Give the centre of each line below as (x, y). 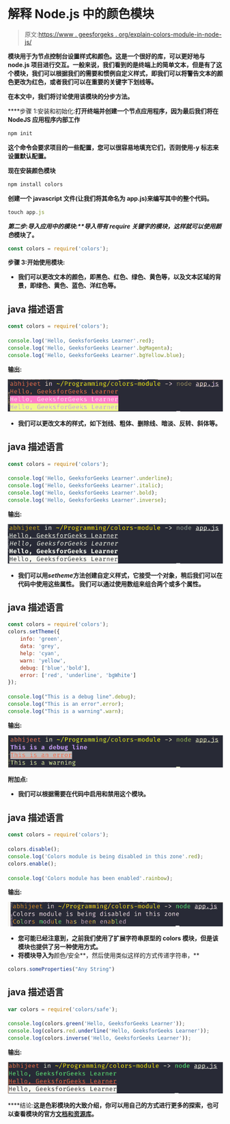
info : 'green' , (42, 639)
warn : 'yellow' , (43, 661)
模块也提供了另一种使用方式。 (59, 946)
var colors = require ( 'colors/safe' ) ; (63, 1009)
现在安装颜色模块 (32, 170)
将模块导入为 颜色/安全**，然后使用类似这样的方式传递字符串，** (109, 955)
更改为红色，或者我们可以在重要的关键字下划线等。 (85, 82)
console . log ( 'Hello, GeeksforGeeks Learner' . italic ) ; (86, 486)
